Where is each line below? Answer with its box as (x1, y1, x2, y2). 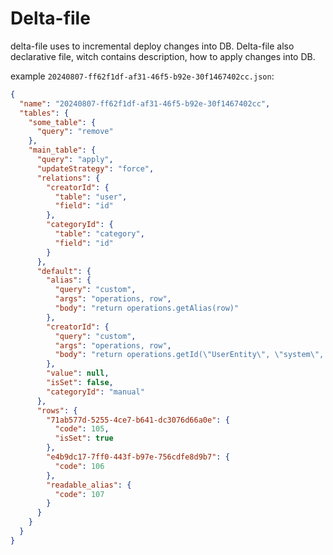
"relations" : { (36, 173, 101, 183)
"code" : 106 (54, 461, 105, 471)
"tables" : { (19, 108, 70, 118)
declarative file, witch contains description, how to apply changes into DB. (10, 50, 316, 62)
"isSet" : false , (46, 378, 114, 388)
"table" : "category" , (54, 229, 145, 239)
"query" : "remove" (36, 127, 114, 137)
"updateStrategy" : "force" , (36, 163, 155, 174)
